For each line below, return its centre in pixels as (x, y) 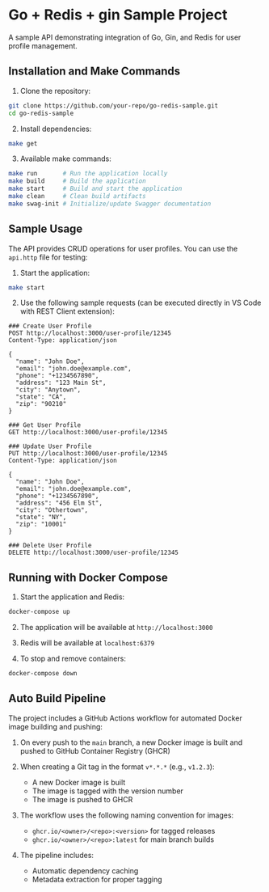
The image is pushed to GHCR (82, 799)
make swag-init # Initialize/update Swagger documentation (110, 204)
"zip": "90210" (41, 404)
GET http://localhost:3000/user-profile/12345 (88, 433)
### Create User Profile (50, 326)
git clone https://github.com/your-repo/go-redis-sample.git (113, 106)
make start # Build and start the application (95, 189)
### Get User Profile (45, 425)
